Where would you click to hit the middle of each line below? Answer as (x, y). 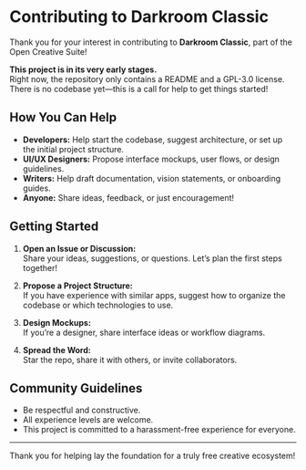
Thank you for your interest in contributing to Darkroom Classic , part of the (151, 42)
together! (40, 267)
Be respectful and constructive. (82, 410)
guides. (37, 188)
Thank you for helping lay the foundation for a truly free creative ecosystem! (153, 456)
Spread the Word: (56, 350)
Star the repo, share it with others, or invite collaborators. (130, 360)
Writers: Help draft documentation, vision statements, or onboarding (152, 178)
